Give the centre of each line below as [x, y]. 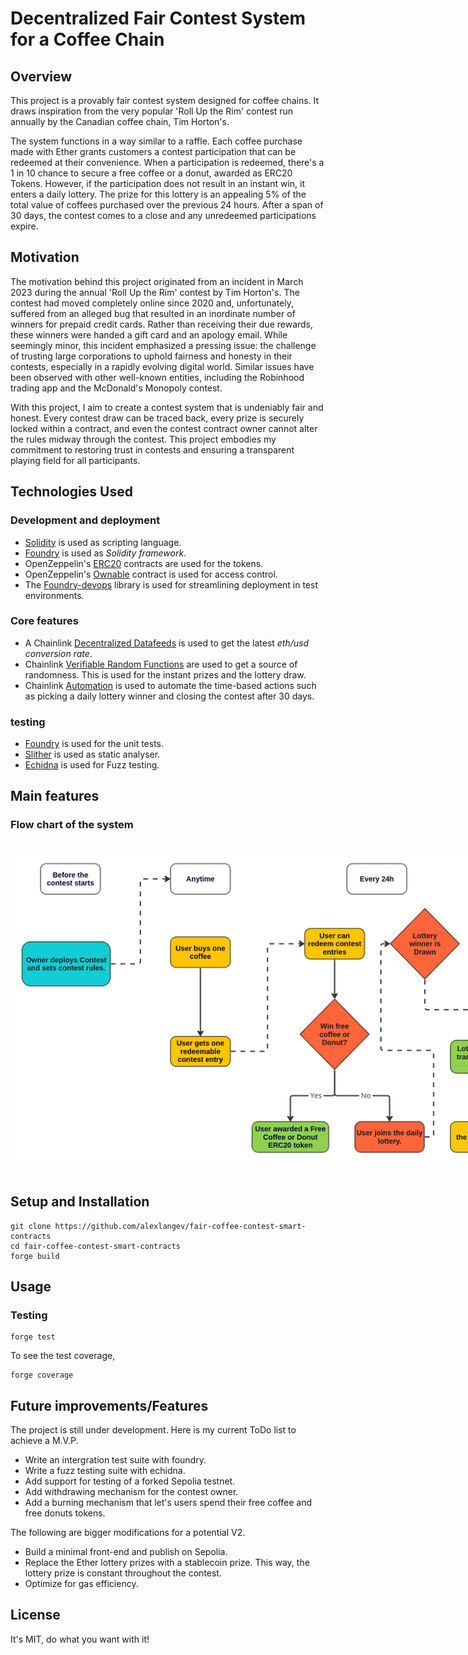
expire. [24, 226]
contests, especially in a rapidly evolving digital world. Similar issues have [162, 366]
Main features [55, 796]
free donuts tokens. [65, 1513]
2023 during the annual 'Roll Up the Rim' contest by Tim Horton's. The [155, 292]
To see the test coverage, [63, 1356]
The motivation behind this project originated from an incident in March [157, 281]
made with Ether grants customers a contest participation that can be [153, 151]
